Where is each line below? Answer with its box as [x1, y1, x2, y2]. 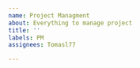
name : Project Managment [8, 11, 90, 20]
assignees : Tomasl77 [8, 41, 77, 49]
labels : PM [8, 33, 44, 42]
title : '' [8, 26, 41, 34]
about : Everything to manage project [8, 19, 133, 27]
